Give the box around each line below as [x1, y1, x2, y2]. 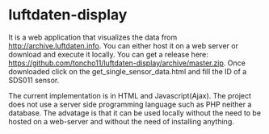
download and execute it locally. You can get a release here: [8, 49, 208, 59]
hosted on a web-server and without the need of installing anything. [8, 116, 234, 126]
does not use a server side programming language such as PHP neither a [8, 99, 252, 109]
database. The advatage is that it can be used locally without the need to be [8, 107, 261, 118]
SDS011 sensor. [8, 75, 60, 85]
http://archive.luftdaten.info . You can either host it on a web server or [8, 40, 238, 50]
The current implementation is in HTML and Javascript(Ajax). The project [8, 90, 252, 100]
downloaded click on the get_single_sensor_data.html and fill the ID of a [8, 66, 247, 76]
